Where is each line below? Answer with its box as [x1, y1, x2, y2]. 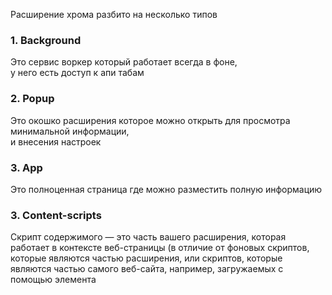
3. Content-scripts [10, 208, 102, 222]
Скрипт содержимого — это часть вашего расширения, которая [10, 231, 287, 243]
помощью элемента [10, 274, 97, 286]
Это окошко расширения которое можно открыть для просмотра [10, 114, 291, 126]
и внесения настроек [10, 135, 102, 148]
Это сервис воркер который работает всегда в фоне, [10, 56, 238, 68]
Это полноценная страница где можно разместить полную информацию [10, 183, 323, 195]
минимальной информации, [10, 125, 130, 137]
